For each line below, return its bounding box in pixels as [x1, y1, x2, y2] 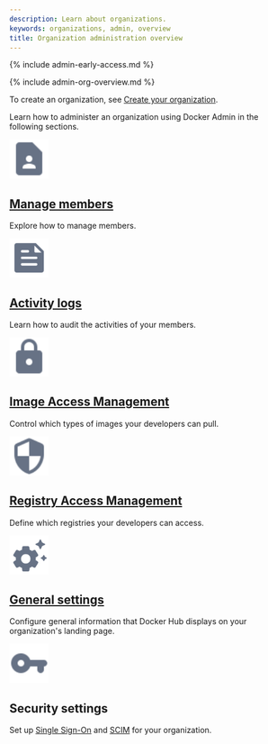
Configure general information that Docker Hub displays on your [9, 616, 247, 627]
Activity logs [9, 295, 83, 311]
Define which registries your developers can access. [9, 517, 204, 528]
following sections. [9, 122, 79, 132]
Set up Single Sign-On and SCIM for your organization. [9, 725, 212, 736]
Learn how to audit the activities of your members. [9, 320, 196, 330]
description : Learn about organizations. [9, 14, 167, 23]
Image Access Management [9, 395, 170, 410]
